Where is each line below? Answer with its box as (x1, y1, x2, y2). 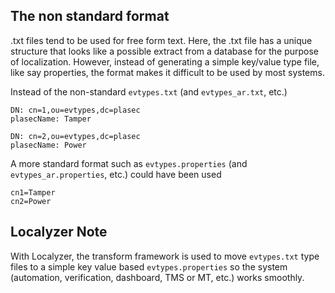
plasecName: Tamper (10, 114, 92, 124)
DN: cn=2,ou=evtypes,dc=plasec (10, 131, 141, 141)
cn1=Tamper (10, 187, 56, 198)
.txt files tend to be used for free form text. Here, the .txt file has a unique (10, 34, 313, 46)
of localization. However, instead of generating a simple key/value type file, (10, 55, 320, 68)
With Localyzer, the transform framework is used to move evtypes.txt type (10, 250, 320, 262)
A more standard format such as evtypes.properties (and (10, 157, 248, 169)
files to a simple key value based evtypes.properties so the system (10, 260, 288, 273)
